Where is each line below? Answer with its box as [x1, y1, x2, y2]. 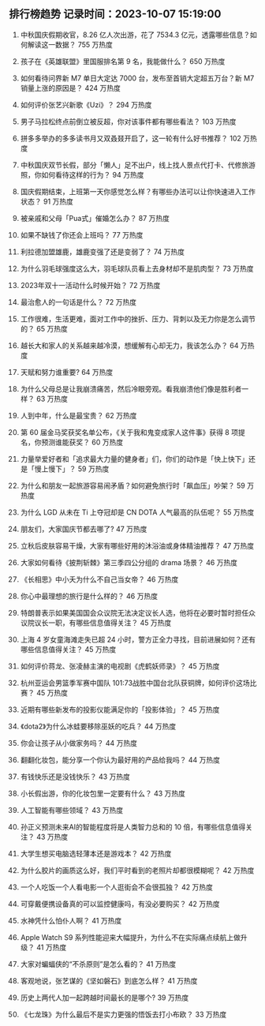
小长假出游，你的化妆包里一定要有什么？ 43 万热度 [20, 788, 186, 798]
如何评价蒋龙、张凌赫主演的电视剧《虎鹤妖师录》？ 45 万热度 [20, 661, 220, 671]
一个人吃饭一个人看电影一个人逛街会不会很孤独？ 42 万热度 [20, 882, 214, 892]
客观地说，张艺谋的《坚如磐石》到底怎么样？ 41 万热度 [20, 975, 198, 985]
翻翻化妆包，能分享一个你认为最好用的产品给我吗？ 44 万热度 [20, 755, 220, 764]
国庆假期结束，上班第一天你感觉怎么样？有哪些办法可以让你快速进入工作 [20, 186, 256, 196]
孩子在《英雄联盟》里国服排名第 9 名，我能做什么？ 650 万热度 [20, 56, 226, 66]
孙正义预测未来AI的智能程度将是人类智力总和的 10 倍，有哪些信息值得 [20, 822, 246, 831]
